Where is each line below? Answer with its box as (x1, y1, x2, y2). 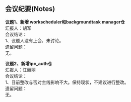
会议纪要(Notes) (5, 4, 56, 13)
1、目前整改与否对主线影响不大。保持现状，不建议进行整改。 (5, 79, 129, 85)
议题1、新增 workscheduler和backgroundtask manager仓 (5, 19, 125, 25)
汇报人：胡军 (5, 25, 31, 31)
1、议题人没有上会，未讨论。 (5, 37, 64, 43)
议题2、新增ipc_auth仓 (5, 60, 53, 66)
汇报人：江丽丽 (5, 67, 36, 73)
